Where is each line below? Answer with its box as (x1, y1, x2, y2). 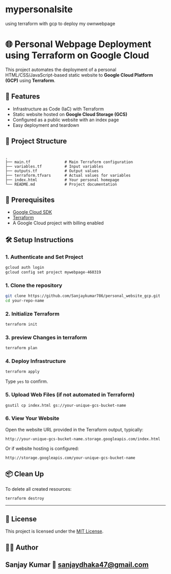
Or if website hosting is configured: (5, 445, 79, 451)
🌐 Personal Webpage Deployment (5, 38, 152, 50)
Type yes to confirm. (5, 378, 48, 384)
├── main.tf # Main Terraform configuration (5, 159, 133, 165)
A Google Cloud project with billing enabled (12, 220, 104, 226)
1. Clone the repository (5, 282, 63, 289)
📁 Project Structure (5, 137, 67, 146)
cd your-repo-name (5, 298, 44, 303)
